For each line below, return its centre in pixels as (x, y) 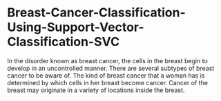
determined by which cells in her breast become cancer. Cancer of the (108, 82)
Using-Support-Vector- (76, 27)
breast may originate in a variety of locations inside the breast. (96, 90)
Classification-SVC (63, 42)
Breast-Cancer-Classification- (97, 13)
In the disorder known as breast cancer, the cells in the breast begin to (108, 60)
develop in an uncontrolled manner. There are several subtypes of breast (111, 68)
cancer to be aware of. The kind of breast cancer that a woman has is (106, 75)
